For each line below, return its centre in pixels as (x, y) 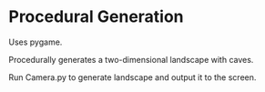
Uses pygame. (36, 42)
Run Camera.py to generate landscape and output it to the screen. (132, 77)
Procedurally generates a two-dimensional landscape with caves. (131, 59)
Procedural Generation (96, 17)
